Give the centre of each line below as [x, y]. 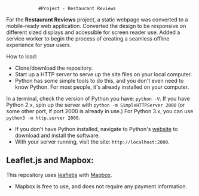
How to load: [22, 56]
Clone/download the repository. [54, 68]
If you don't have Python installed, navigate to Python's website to [96, 129]
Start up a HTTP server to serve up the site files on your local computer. [103, 74]
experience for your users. [39, 45]
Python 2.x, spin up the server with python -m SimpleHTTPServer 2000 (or [96, 105]
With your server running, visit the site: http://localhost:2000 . [92, 142]
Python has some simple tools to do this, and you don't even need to [99, 81]
